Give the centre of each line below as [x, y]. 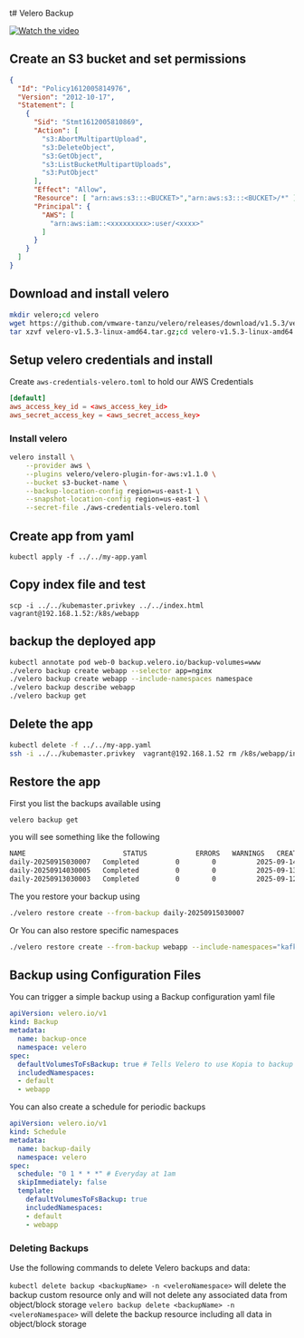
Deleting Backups [49, 1248]
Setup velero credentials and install [111, 360]
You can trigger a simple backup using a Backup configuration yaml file [142, 997]
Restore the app [55, 782]
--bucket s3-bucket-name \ [76, 483]
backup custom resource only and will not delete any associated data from [148, 1294]
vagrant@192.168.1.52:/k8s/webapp [75, 613]
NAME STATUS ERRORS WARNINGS [137, 854]
